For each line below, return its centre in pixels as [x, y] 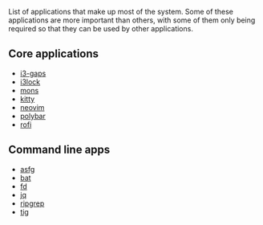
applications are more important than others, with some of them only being [132, 20]
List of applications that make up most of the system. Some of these [121, 12]
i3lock [30, 82]
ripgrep [32, 203]
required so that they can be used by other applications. [101, 29]
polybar [32, 116]
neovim [32, 107]
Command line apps [59, 150]
